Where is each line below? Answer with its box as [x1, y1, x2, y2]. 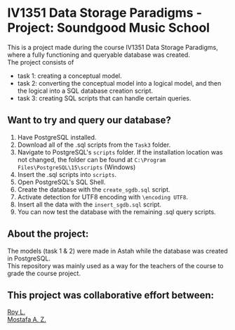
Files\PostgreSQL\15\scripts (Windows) [17, 163, 136, 171]
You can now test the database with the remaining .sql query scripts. [17, 207, 216, 216]
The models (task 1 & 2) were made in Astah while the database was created [7, 246, 228, 255]
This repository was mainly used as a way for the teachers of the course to [7, 261, 224, 270]
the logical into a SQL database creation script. [17, 86, 153, 95]
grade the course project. [7, 269, 81, 277]
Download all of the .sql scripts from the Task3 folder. [17, 140, 171, 149]
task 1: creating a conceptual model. [17, 72, 123, 80]
